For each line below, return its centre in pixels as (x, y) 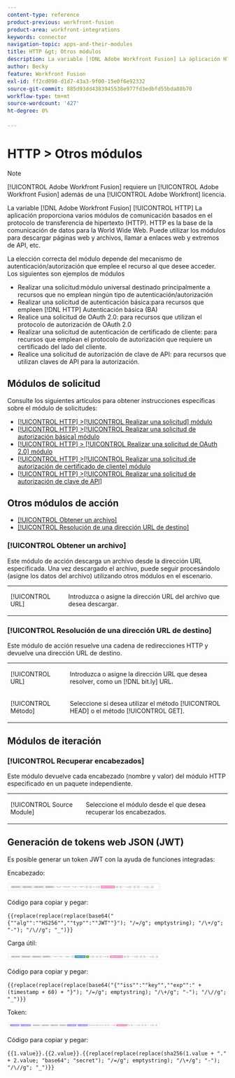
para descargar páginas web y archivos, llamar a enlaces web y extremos (113, 238)
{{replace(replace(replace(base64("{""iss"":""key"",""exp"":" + (104, 985)
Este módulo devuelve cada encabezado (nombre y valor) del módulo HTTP (116, 776)
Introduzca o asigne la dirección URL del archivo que (144, 596)
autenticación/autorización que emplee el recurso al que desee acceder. (112, 266)
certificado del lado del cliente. (62, 346)
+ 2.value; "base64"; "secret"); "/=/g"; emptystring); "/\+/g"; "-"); (114, 1060)
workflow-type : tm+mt (39, 96)
